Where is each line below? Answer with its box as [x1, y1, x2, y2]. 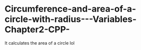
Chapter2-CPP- [4, 24, 70, 35]
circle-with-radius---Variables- [4, 14, 137, 25]
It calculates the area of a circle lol [4, 40, 75, 46]
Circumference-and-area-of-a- [4, 3, 137, 15]
